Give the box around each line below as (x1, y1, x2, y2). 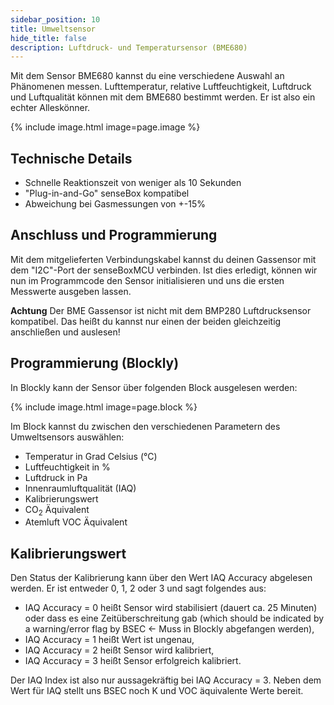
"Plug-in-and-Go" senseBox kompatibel (24, 187, 190, 200)
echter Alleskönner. (10, 102, 91, 114)
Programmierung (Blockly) (10, 355, 180, 372)
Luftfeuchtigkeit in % (24, 461, 111, 473)
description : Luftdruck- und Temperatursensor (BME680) (10, 42, 248, 53)
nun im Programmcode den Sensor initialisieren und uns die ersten (10, 274, 285, 286)
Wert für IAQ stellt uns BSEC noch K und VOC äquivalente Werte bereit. (10, 685, 304, 697)
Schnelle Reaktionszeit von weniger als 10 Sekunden (24, 177, 242, 189)
